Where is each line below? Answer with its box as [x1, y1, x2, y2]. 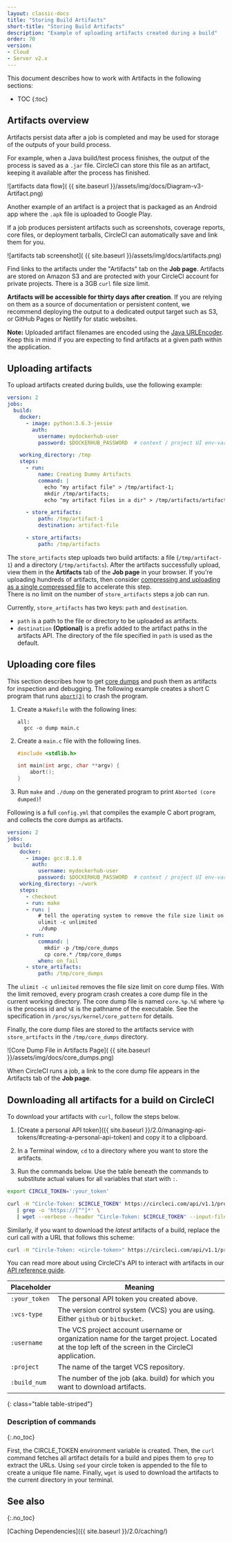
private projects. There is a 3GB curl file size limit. [7, 279, 151, 287]
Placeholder [10, 1282, 52, 1292]
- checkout [25, 893, 57, 900]
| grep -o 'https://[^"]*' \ [16, 1207, 100, 1213]
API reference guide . [7, 1266, 66, 1274]
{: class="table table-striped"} [7, 1400, 93, 1408]
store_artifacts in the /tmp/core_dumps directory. [7, 1033, 148, 1041]
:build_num [10, 1378, 46, 1387]
